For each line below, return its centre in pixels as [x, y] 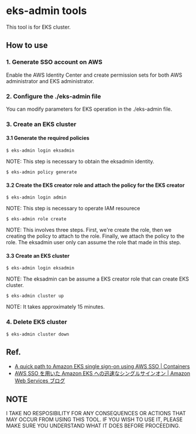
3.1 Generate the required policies [48, 138]
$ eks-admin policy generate [42, 172]
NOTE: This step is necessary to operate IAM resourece [73, 209]
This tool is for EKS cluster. [39, 27]
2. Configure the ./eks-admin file [54, 96]
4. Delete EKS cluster [37, 322]
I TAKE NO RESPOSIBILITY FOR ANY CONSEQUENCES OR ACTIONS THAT [96, 414]
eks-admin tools [47, 11]
